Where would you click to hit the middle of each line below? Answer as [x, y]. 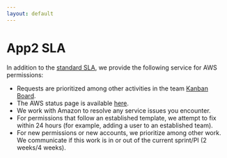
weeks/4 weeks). [41, 148]
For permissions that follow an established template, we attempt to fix [116, 118]
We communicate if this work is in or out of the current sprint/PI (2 [111, 140]
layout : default [30, 14]
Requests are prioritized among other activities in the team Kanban [112, 88]
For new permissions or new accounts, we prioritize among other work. [119, 132]
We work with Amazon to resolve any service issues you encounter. [113, 110]
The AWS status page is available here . [73, 103]
